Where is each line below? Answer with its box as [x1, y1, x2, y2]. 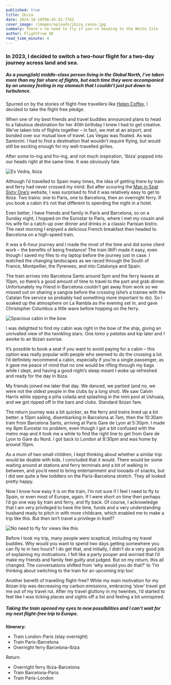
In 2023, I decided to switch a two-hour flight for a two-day [6, 52, 154, 60]
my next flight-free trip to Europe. [6, 611, 78, 617]
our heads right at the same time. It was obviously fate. [6, 159, 121, 165]
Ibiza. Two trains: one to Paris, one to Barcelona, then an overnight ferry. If [6, 194, 161, 200]
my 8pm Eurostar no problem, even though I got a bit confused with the [6, 425, 155, 431]
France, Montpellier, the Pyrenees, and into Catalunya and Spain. [6, 263, 142, 269]
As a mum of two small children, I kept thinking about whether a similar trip [6, 451, 162, 457]
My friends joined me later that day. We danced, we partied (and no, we [6, 383, 156, 389]
